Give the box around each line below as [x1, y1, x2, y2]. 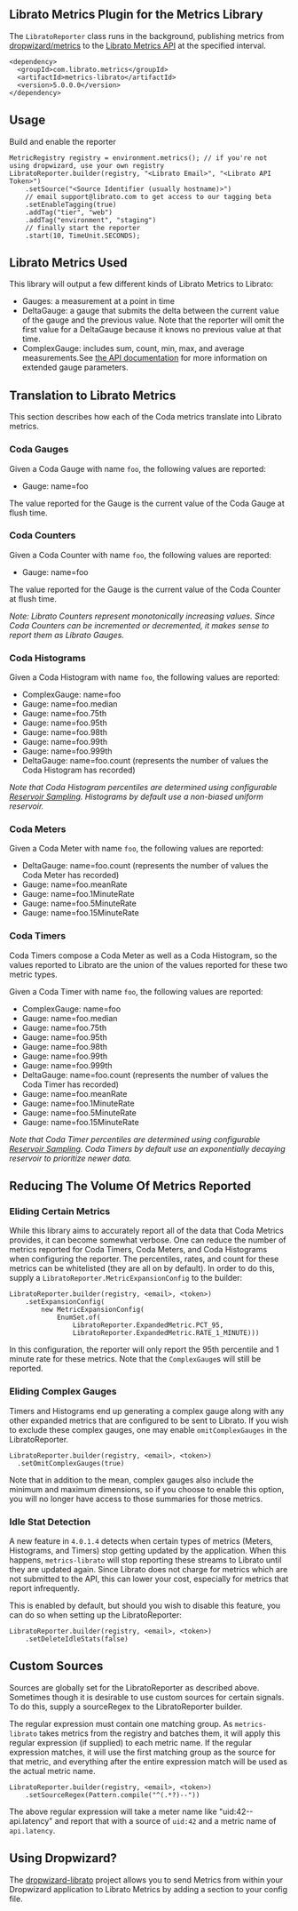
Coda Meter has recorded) [21, 870, 120, 881]
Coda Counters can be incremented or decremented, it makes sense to [9, 620, 270, 630]
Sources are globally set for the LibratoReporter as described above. [9, 1682, 260, 1692]
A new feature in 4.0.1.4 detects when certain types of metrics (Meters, [9, 1536, 273, 1547]
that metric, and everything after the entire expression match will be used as [9, 1755, 288, 1767]
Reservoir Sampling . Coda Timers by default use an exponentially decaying [9, 1143, 286, 1154]
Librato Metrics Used [9, 255, 128, 270]
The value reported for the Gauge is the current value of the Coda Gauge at [9, 498, 286, 508]
